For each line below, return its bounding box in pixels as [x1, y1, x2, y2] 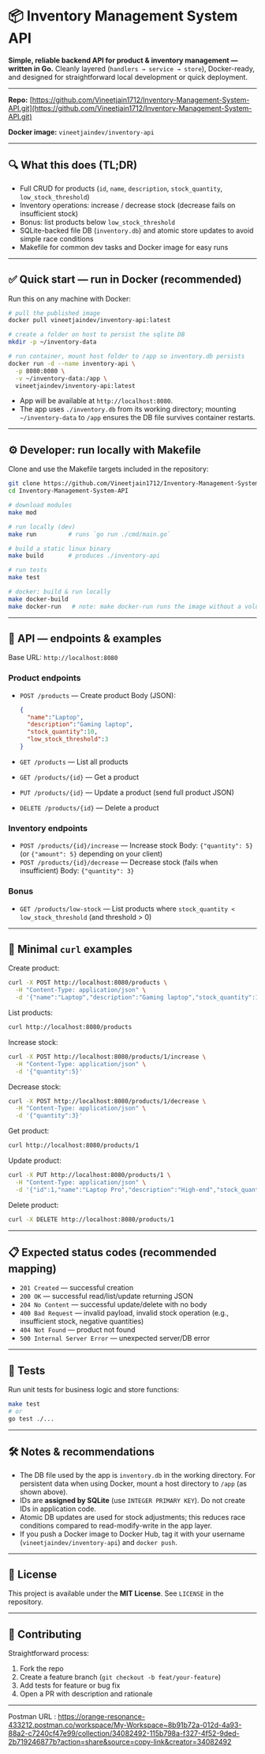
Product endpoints [8, 673, 81, 684]
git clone [8, 480, 41, 488]
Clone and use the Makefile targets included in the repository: [8, 465, 209, 474]
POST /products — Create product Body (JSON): [19, 690, 176, 700]
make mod [8, 508, 37, 516]
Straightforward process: [8, 1649, 89, 1658]
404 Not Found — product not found [19, 1325, 136, 1334]
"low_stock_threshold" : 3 [27, 735, 109, 743]
